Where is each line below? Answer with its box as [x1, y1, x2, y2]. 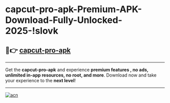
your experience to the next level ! [5, 78, 76, 83]
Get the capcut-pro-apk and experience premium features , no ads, [5, 67, 149, 73]
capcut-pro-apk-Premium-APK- [5, 4, 142, 15]
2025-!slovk [5, 25, 59, 37]
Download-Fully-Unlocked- [5, 14, 122, 26]
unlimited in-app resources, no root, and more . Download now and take [5, 72, 157, 78]
